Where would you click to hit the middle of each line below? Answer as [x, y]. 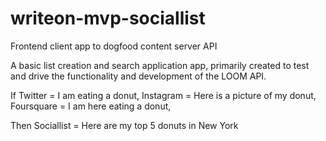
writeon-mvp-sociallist [108, 18]
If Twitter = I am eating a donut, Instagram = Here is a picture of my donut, [163, 95]
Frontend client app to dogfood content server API [114, 46]
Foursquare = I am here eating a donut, [91, 106]
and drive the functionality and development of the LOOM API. [138, 76]
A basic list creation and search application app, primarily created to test [160, 65]
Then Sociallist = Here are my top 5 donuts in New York [124, 125]
